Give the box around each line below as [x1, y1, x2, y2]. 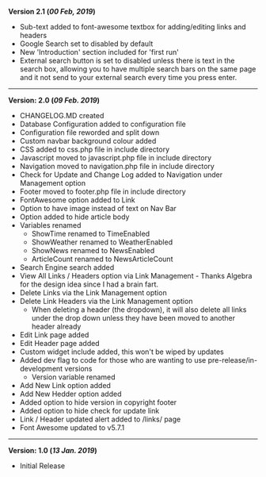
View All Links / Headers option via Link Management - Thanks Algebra [19, 271, 253, 280]
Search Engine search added [19, 263, 115, 272]
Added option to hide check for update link [19, 406, 160, 415]
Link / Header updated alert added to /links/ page [19, 414, 181, 424]
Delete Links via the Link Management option [19, 288, 168, 297]
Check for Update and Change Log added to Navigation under [19, 170, 223, 179]
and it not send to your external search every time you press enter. [19, 73, 237, 82]
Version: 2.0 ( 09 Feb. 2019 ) [8, 95, 101, 105]
